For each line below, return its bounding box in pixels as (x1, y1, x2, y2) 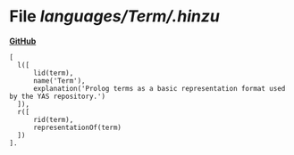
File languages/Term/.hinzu (9, 6, 221, 27)
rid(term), (32, 115, 74, 124)
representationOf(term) (32, 123, 122, 132)
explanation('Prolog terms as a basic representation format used (32, 84, 286, 93)
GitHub (9, 36, 37, 46)
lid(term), (32, 69, 74, 77)
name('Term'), (32, 76, 87, 86)
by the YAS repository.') (9, 92, 105, 101)
